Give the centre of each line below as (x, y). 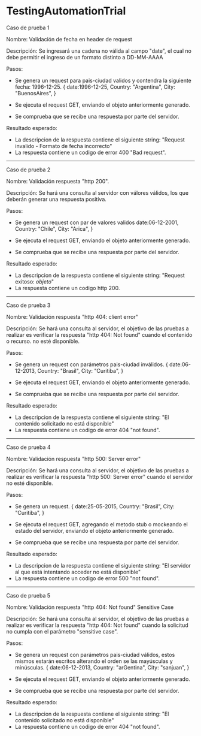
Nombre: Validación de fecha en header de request (69, 39)
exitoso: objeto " (34, 281)
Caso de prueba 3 (28, 305)
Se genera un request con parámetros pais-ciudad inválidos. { (92, 364)
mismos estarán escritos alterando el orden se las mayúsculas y (94, 661)
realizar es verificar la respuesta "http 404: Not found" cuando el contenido (99, 334)
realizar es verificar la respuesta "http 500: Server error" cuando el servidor (100, 476)
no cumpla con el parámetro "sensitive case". (62, 631)
